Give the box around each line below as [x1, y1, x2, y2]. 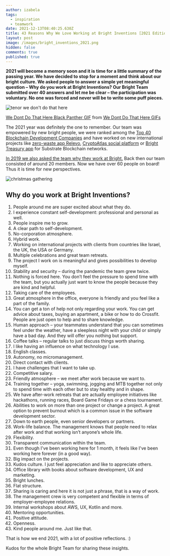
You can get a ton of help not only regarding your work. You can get [13, 306, 154, 312]
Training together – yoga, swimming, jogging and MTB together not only [13, 381, 163, 387]
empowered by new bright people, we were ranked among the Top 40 [6, 130, 151, 136]
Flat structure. [13, 483, 42, 489]
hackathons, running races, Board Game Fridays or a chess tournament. [13, 397, 163, 403]
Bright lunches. [13, 477, 45, 483]
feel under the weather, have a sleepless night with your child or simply [13, 327, 161, 333]
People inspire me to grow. [13, 220, 69, 226]
